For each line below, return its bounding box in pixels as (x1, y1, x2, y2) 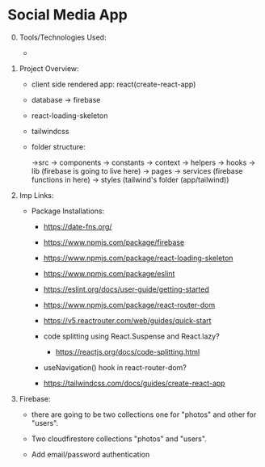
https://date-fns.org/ (43, 221, 112, 231)
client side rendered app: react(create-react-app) (31, 79, 196, 89)
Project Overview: (19, 63, 79, 74)
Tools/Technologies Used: (19, 32, 107, 42)
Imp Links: (19, 190, 54, 200)
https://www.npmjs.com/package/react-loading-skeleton (43, 253, 233, 263)
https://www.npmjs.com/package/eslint (43, 268, 175, 278)
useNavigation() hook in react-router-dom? (43, 362, 187, 372)
